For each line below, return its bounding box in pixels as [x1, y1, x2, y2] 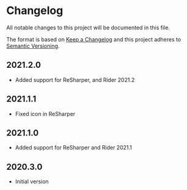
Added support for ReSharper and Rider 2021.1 [15, 144, 132, 152]
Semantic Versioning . [6, 42, 60, 49]
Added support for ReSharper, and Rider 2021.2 [15, 76, 135, 83]
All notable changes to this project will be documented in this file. [6, 24, 171, 31]
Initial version [15, 178, 49, 185]
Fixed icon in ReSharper [15, 110, 76, 117]
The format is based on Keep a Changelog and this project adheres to [6, 35, 182, 43]
